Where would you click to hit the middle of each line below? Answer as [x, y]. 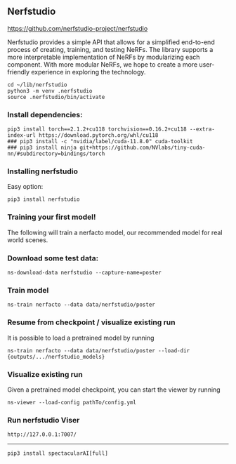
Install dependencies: [45, 114]
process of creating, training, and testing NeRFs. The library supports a [110, 49]
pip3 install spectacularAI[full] [58, 453]
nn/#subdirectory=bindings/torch [56, 154]
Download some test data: [53, 258]
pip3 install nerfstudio [44, 199]
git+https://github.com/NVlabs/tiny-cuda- [143, 148]
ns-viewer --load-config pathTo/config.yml [72, 402]
